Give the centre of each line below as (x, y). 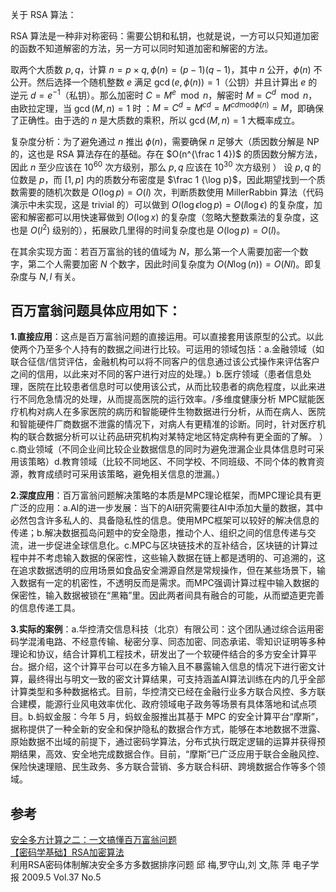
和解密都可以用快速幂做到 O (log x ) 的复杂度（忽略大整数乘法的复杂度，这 (169, 217)
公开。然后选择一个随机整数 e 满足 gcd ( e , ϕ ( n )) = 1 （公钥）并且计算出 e (158, 82)
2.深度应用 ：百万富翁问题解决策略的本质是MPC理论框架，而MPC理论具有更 (166, 495)
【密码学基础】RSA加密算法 (67, 852)
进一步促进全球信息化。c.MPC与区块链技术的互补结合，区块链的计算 (168, 545)
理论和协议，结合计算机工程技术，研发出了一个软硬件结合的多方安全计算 (159, 654)
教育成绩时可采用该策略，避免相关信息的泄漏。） (126, 474)
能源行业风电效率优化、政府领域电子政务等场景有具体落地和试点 (176, 704)
